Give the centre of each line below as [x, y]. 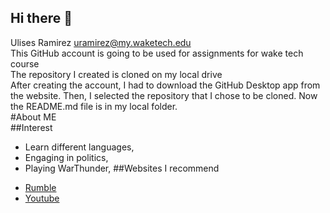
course [25, 63]
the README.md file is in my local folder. [94, 106]
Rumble [40, 187]
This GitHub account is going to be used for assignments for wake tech [157, 53]
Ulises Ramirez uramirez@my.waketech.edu [101, 42]
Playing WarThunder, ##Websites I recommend [122, 168]
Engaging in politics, [66, 157]
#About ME [33, 117]
